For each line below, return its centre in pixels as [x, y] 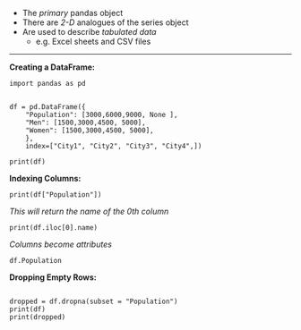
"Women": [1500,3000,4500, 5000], [90, 131]
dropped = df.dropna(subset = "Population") [94, 301]
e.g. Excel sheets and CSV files [93, 41]
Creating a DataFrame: [52, 67]
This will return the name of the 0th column [89, 211]
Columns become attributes [60, 244]
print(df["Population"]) [56, 195]
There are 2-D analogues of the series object [105, 22]
